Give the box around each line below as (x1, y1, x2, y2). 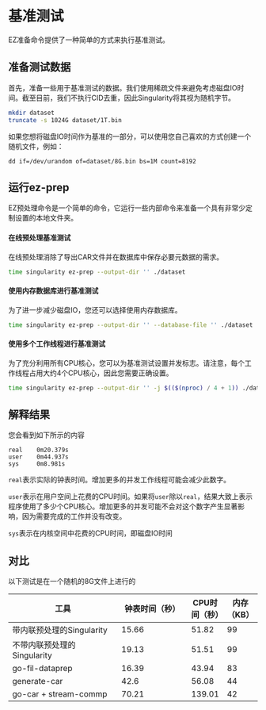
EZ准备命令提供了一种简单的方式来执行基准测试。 (8, 35, 170, 44)
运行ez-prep (8, 180, 70, 194)
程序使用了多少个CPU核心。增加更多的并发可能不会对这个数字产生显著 (8, 501, 238, 512)
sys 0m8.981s (8, 460, 66, 468)
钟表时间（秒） (124, 604, 180, 615)
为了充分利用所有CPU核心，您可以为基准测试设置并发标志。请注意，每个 (8, 358, 245, 367)
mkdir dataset (8, 109, 55, 117)
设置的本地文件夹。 (14, 213, 78, 223)
